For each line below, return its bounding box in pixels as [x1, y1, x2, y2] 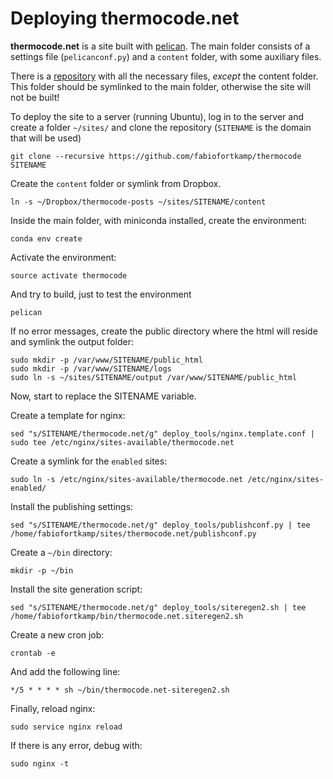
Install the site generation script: [10, 583, 143, 595]
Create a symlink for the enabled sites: [10, 455, 168, 467]
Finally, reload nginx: [10, 702, 96, 714]
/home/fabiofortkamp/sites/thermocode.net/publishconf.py [10, 528, 257, 539]
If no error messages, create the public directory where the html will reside [10, 325, 318, 337]
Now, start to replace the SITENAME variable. [10, 390, 197, 402]
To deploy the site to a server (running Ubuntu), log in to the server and [10, 110, 304, 122]
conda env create [10, 233, 83, 244]
